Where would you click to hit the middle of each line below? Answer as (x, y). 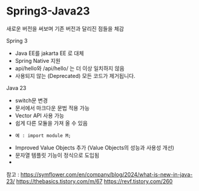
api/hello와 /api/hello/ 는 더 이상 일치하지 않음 (70, 68)
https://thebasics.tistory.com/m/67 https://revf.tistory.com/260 (94, 181)
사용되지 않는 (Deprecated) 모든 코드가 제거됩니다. (75, 76)
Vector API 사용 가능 (40, 115)
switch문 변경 (31, 100)
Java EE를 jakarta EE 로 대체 (49, 53)
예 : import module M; (43, 135)
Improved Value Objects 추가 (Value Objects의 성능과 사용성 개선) (94, 147)
